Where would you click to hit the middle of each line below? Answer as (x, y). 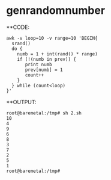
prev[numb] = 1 (44, 70)
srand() (21, 43)
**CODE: (18, 27)
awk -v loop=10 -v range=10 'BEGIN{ (52, 38)
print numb (38, 64)
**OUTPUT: (22, 102)
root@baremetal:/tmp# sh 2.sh (44, 113)
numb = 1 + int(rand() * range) (57, 54)
